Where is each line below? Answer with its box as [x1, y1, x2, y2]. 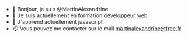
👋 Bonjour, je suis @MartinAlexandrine [12, 6, 108, 12]
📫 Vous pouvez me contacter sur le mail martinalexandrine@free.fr [12, 25, 181, 32]
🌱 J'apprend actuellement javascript [12, 18, 103, 25]
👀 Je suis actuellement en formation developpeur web [12, 12, 148, 19]
